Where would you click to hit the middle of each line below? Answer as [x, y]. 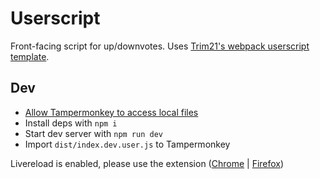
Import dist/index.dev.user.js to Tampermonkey [127, 144]
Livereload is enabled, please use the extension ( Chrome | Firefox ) [147, 163]
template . [30, 56]
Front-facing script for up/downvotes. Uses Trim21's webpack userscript [160, 46]
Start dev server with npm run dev [93, 133]
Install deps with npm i [71, 123]
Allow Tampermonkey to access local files [111, 112]
